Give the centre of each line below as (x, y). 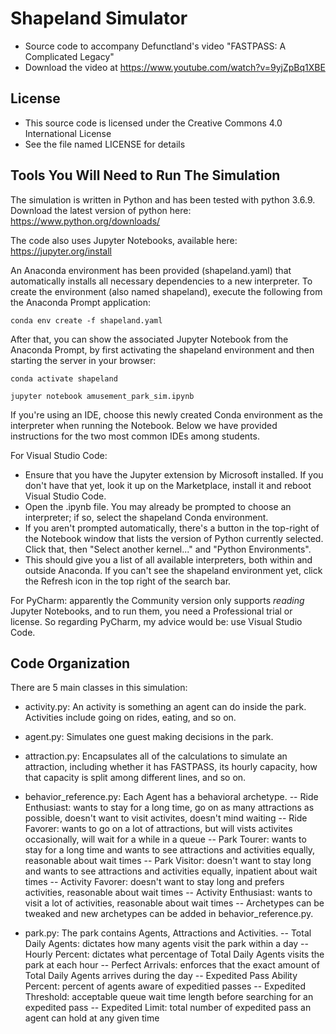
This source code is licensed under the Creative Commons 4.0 (153, 123)
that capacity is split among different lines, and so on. (135, 778)
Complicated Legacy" (69, 56)
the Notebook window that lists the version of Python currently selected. (174, 538)
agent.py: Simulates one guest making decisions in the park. (149, 737)
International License (68, 133)
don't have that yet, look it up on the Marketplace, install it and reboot (168, 485)
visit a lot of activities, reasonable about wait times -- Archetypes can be (174, 903)
